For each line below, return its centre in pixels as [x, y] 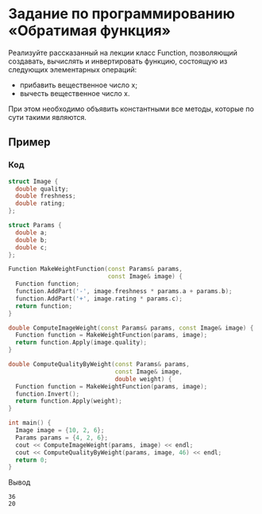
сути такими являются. [48, 117]
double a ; [31, 232]
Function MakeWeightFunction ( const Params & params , [95, 269]
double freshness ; [46, 196]
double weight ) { [143, 379]
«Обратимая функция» [90, 31]
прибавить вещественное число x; [78, 85]
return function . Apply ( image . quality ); [81, 342]
